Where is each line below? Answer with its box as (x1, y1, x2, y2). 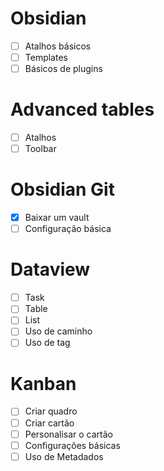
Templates (24, 52, 68, 63)
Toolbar (24, 143, 57, 155)
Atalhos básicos (24, 40, 92, 52)
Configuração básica (24, 223, 112, 235)
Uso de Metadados (24, 450, 104, 462)
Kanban (10, 372, 77, 395)
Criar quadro (24, 405, 78, 417)
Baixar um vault (24, 212, 90, 224)
